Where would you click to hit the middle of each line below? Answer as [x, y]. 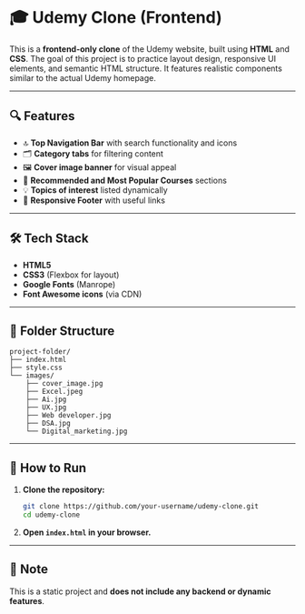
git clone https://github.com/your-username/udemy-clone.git [141, 507]
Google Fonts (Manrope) [69, 284]
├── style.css [36, 368]
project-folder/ [40, 352]
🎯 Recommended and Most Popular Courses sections [124, 180]
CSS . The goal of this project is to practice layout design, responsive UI [143, 58]
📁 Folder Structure [62, 331]
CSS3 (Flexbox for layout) [71, 275]
